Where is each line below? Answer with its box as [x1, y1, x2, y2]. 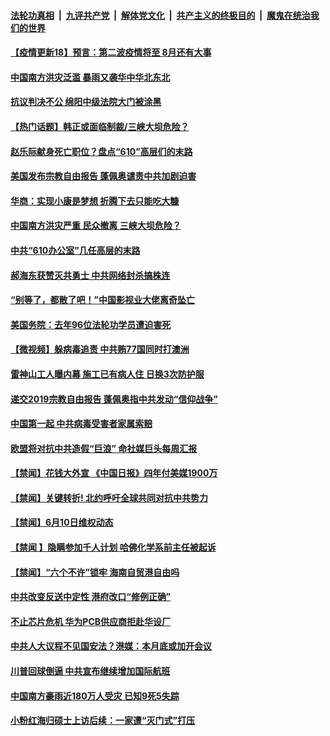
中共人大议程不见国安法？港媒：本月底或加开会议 [10, 640, 212, 652]
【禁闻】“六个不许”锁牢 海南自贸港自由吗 [10, 566, 180, 578]
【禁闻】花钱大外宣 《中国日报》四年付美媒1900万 [10, 467, 218, 479]
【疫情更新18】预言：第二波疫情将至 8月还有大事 [10, 46, 212, 59]
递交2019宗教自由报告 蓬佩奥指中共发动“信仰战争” [10, 393, 218, 405]
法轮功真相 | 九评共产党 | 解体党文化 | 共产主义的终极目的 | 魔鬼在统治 [10, 9, 311, 21]
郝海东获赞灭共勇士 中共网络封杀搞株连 [10, 269, 171, 281]
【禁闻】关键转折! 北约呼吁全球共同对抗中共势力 [10, 491, 209, 504]
